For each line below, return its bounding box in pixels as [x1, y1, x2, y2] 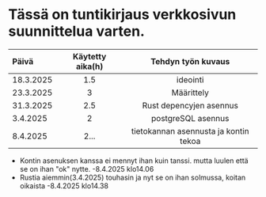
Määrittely [171, 87, 210, 98]
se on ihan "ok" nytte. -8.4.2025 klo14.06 [19, 164, 154, 173]
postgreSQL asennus [150, 112, 230, 123]
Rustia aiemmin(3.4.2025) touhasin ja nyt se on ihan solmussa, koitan [19, 172, 246, 182]
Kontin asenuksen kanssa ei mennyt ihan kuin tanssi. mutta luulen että [19, 156, 249, 165]
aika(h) [75, 61, 104, 72]
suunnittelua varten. [8, 22, 145, 40]
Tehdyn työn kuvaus [150, 55, 230, 66]
